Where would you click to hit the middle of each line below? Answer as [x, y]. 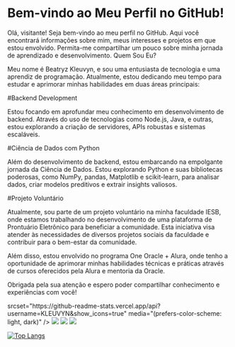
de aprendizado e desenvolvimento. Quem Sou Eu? [82, 55]
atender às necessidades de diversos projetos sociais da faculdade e [108, 234]
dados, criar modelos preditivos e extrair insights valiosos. [92, 184]
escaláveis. [24, 134]
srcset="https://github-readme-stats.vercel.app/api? [84, 306]
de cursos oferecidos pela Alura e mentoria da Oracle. [86, 270]
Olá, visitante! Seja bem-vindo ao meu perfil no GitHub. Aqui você [103, 33]
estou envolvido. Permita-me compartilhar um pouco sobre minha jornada [115, 48]
